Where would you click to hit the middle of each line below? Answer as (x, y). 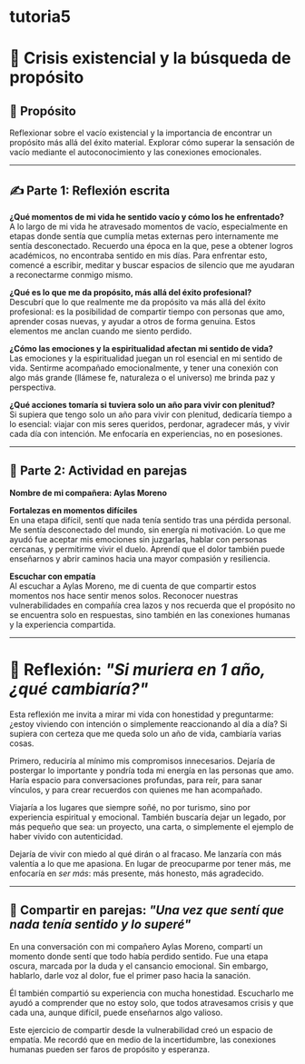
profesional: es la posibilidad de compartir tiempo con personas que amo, (147, 312)
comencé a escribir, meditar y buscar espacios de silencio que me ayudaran (152, 265)
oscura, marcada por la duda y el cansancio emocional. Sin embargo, (139, 966)
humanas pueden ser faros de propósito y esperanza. (110, 1049)
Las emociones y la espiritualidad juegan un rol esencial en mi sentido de (146, 358)
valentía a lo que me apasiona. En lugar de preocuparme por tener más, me (150, 863)
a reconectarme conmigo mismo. (71, 275)
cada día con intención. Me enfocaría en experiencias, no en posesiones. (146, 434)
